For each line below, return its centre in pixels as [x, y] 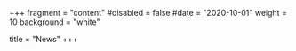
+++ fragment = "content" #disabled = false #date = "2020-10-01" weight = [148, 13]
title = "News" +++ [44, 39]
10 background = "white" [55, 22]
